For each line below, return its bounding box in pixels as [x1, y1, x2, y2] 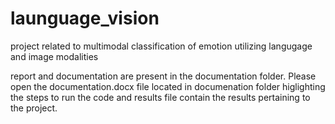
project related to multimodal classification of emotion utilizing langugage [10, 40, 313, 52]
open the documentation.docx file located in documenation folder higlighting [10, 80, 326, 92]
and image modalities [10, 50, 99, 62]
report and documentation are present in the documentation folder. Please [10, 70, 317, 82]
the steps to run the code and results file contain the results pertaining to [10, 91, 311, 103]
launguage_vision [10, 7, 160, 30]
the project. [10, 102, 58, 114]
